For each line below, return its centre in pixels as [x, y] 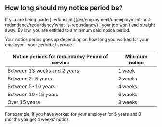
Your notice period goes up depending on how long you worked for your [77, 39]
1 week [126, 71]
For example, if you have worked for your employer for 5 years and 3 [73, 114]
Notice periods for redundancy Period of [60, 56]
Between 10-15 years [33, 94]
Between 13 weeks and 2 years [43, 71]
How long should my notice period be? [64, 8]
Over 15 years [24, 102]
